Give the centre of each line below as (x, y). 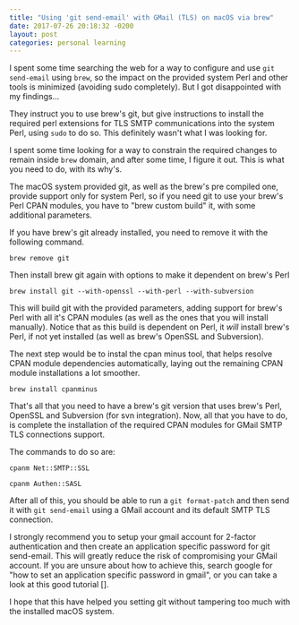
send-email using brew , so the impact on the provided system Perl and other (149, 78)
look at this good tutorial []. (59, 585)
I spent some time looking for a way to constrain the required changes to (143, 150)
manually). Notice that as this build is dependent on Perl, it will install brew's (149, 327)
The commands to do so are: (62, 452)
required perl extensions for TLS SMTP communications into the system (142, 124)
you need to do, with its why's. (66, 169)
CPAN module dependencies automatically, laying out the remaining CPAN (146, 364)
